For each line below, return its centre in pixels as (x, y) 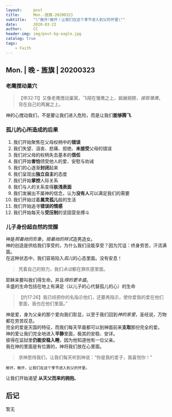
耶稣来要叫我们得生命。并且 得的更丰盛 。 (48, 280)
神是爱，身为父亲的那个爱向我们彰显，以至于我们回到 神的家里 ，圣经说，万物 (86, 314)
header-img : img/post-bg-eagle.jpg (44, 34)
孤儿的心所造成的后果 (32, 130)
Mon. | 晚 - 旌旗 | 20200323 (51, 70)
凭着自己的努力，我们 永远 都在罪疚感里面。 (63, 269)
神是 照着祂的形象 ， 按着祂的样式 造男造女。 (51, 239)
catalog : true (21, 39)
